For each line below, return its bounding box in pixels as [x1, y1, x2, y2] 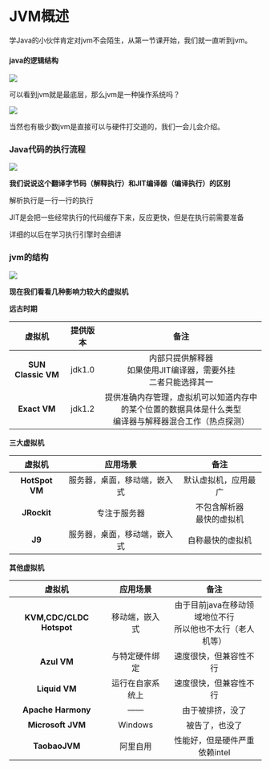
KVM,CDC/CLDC [24, 612, 90, 623]
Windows [118, 719, 154, 730]
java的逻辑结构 [9, 55, 59, 65]
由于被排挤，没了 [182, 704, 247, 715]
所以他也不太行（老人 [174, 623, 255, 634]
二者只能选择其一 [148, 376, 214, 388]
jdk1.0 [70, 364, 95, 375]
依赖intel [198, 747, 231, 758]
